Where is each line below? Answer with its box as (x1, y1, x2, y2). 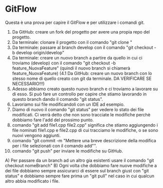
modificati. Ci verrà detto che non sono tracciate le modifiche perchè (12, 112, 151, 117)
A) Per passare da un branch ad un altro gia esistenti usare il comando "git (5, 157, 154, 163)
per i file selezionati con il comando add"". (12, 143, 97, 149)
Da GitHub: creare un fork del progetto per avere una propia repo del (12, 29, 150, 35)
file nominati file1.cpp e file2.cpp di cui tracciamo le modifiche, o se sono (12, 127, 158, 133)
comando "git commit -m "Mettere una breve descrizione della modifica (12, 137, 157, 143)
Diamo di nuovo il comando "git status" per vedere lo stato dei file (12, 106, 145, 113)
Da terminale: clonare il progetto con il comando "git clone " (12, 39, 132, 45)
